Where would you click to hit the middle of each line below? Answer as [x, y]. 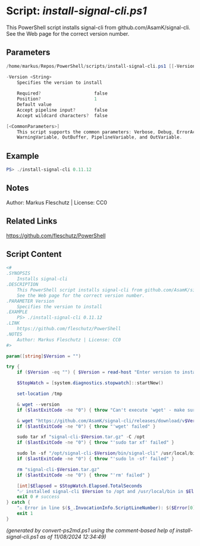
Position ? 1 [57, 99]
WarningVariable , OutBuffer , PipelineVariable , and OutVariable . [100, 137]
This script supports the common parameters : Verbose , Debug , [96, 132]
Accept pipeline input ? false [62, 110]
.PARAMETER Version [30, 301]
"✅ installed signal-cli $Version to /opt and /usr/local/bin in [100, 491]
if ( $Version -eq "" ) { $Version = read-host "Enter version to [98, 372]
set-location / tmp [40, 394]
